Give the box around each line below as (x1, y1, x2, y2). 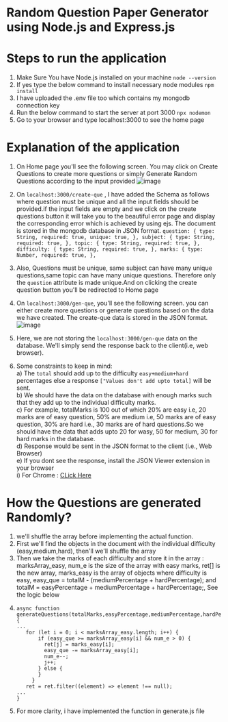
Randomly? (6, 510, 72, 525)
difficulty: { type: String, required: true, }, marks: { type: (16, 246, 203, 253)
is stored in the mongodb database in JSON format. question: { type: (16, 227, 215, 235)
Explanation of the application (6, 140, 180, 155)
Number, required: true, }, (16, 252, 96, 259)
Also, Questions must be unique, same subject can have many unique (16, 264, 212, 272)
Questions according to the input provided (16, 177, 136, 186)
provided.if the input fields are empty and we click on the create (16, 205, 197, 213)
